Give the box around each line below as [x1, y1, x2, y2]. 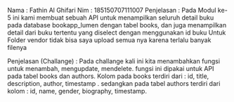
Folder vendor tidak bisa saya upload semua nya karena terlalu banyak [7, 36, 212, 44]
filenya [7, 44, 27, 51]
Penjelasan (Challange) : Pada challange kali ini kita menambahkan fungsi [7, 57, 220, 65]
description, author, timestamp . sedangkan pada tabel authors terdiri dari [7, 79, 221, 87]
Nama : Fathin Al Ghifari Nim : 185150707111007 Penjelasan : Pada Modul [7, 6, 216, 14]
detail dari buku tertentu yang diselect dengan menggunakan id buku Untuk [7, 28, 226, 37]
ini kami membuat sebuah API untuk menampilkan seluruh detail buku [13, 13, 214, 22]
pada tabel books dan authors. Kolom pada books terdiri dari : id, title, [7, 72, 209, 80]
